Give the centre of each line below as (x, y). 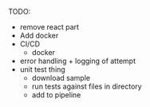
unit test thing (42, 69)
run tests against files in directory (87, 86)
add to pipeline (56, 95)
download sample (61, 78)
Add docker (39, 36)
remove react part (49, 27)
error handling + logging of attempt (77, 61)
